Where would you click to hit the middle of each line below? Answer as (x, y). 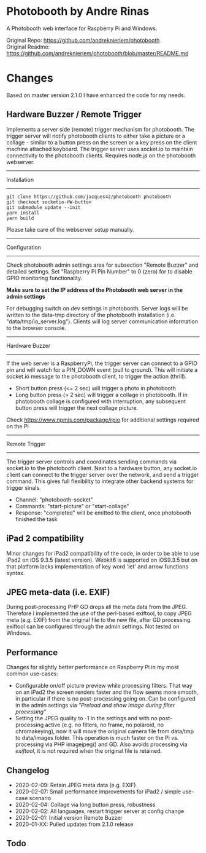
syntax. (16, 573)
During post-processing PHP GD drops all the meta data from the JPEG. (97, 607)
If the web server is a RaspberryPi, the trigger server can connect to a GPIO (102, 363)
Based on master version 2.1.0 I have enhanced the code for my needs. (96, 95)
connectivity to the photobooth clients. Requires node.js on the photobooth (101, 155)
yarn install (23, 213)
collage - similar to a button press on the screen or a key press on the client (102, 142)
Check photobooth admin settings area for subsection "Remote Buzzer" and (102, 265)
